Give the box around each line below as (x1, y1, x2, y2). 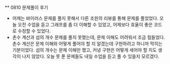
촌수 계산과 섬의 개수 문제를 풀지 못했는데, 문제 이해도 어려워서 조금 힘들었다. (12, 35, 165, 40)
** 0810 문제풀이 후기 (5, 5, 49, 10)
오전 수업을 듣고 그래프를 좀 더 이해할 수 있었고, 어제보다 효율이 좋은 (17, 22, 153, 27)
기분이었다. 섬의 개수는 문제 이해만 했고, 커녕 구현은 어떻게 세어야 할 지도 (12, 47, 157, 53)
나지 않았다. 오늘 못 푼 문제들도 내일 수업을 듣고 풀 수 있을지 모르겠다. (22, 53, 160, 59)
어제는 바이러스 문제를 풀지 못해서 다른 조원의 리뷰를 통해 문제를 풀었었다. (12, 15, 159, 21)
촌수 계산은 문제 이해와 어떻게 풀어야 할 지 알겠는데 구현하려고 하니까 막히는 (12, 41, 163, 47)
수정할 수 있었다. (17, 28, 51, 34)
